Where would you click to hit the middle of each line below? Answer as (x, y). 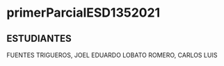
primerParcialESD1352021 (83, 13)
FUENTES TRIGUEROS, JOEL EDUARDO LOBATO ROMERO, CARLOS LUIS (112, 55)
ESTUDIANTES (39, 39)
